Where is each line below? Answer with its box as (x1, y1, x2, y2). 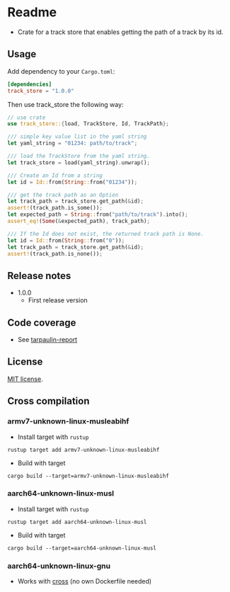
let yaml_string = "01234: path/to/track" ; (7, 140, 138, 147)
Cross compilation (7, 395, 90, 407)
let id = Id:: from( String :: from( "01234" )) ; (7, 178, 138, 186)
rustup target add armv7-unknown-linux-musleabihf (7, 446, 160, 453)
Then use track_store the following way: (7, 100, 124, 108)
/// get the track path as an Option (7, 191, 119, 198)
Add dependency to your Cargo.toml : (7, 67, 115, 75)
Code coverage (7, 317, 76, 329)
